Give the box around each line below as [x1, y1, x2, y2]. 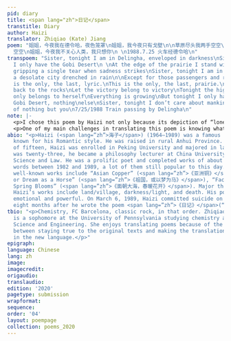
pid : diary [7, 10, 38, 17]
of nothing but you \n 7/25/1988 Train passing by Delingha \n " [13, 106, 192, 113]
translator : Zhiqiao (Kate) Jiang [7, 36, 107, 43]
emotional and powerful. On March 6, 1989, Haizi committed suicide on [13, 195, 223, 203]
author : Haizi [7, 29, 48, 36]
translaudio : [7, 278, 45, 285]
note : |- [7, 112, 32, 119]
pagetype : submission [7, 291, 69, 298]
